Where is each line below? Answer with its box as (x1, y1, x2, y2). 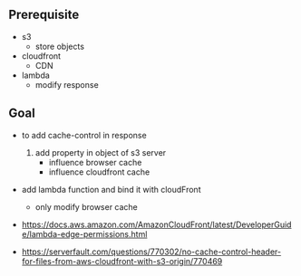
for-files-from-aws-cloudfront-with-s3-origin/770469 (21, 255, 223, 266)
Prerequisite (8, 7, 80, 23)
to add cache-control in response (21, 129, 147, 140)
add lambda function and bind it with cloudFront (21, 184, 201, 195)
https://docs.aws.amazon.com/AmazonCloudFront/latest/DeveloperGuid (21, 219, 292, 230)
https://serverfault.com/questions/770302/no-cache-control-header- (21, 246, 282, 257)
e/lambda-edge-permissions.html (21, 228, 148, 239)
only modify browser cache (34, 201, 138, 212)
